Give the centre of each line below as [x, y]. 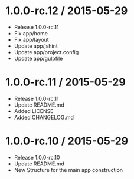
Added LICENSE [34, 111]
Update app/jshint [36, 46]
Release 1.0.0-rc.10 [37, 157]
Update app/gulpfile [38, 58]
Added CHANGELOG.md [44, 117]
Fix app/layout [31, 39]
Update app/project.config [46, 52]
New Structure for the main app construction [68, 170]
